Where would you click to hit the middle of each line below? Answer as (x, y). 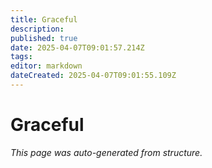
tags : (21, 57)
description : (37, 29)
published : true (44, 38)
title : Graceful (44, 19)
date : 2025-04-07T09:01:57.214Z (77, 47)
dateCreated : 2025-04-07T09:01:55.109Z (93, 76)
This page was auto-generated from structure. (106, 152)
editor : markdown (46, 66)
